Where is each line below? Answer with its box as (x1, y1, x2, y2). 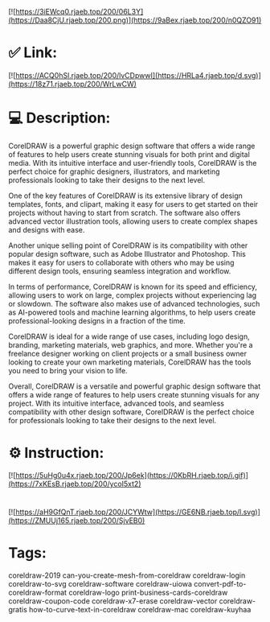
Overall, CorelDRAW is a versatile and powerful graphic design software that (8, 381, 261, 391)
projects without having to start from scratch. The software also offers (8, 208, 241, 217)
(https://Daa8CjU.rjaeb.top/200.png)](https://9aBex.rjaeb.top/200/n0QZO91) (8, 15, 262, 25)
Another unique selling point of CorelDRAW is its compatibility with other (8, 241, 248, 250)
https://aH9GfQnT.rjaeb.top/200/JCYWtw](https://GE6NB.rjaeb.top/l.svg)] (15, 507, 261, 517)
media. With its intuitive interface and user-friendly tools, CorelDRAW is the (8, 158, 257, 167)
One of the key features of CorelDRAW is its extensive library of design (8, 191, 243, 200)
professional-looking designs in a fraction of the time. (8, 315, 186, 325)
